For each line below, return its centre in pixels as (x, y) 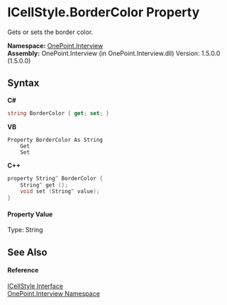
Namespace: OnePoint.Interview (55, 45)
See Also (27, 252)
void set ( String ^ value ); (60, 192)
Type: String (25, 230)
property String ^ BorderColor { (55, 178)
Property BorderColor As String (55, 140)
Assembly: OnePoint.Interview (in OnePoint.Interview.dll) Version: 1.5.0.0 (114, 53)
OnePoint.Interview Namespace (54, 293)
